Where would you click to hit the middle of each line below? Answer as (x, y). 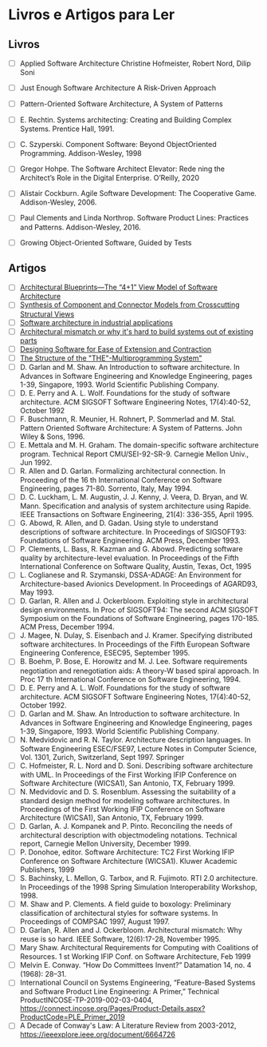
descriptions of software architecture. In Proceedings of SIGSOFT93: (133, 532)
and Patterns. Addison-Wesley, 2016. (80, 227)
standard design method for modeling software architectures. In (125, 800)
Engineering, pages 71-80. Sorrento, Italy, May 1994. (106, 488)
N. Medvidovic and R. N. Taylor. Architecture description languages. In (135, 739)
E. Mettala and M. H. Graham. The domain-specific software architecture (139, 444)
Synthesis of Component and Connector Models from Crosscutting (130, 305)
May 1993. (37, 592)
